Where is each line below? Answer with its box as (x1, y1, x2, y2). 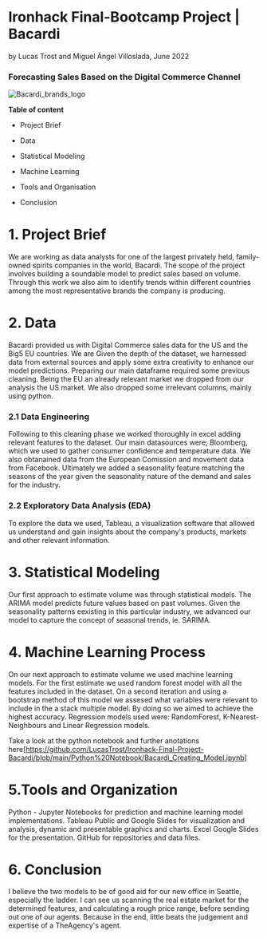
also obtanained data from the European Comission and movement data (8, 455, 245, 465)
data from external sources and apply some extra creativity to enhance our (8, 358, 254, 367)
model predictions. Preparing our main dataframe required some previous (8, 366, 250, 375)
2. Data (8, 314, 57, 332)
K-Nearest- (222, 711, 260, 722)
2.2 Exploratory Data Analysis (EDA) (8, 500, 151, 511)
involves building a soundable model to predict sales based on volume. (8, 269, 241, 279)
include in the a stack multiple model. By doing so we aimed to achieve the (8, 703, 253, 713)
